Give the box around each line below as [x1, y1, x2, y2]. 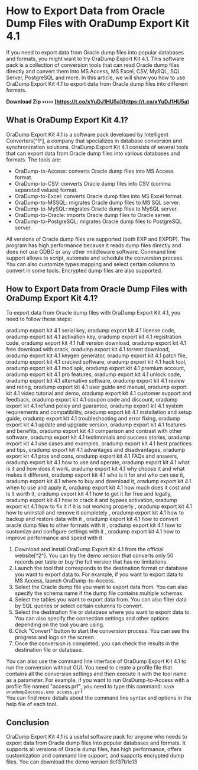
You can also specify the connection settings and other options [14, 614, 169, 622]
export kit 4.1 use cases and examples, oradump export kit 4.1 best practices [6, 439, 192, 447]
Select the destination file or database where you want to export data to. [14, 608, 191, 616]
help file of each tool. [6, 700, 58, 707]
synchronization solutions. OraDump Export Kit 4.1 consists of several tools [6, 143, 189, 150]
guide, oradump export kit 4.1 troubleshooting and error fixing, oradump [6, 415, 181, 422]
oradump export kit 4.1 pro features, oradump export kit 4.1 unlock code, [6, 371, 181, 378]
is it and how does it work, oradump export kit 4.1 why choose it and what [6, 465, 185, 472]
